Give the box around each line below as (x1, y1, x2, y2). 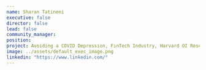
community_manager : (6, 32, 56, 38)
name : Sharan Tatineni (6, 9, 64, 15)
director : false (6, 20, 48, 26)
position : (6, 37, 32, 43)
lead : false (6, 26, 37, 32)
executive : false (6, 15, 51, 21)
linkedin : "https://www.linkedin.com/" (6, 54, 109, 60)
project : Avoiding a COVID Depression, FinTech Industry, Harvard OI (6, 43, 188, 49)
